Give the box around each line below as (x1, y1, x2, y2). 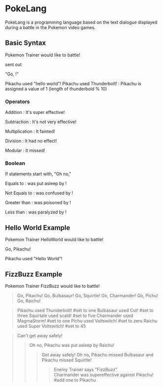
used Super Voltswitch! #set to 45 (17, 323, 86, 329)
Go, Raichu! (17, 298, 41, 304)
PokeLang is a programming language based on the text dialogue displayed (5, 19, 158, 25)
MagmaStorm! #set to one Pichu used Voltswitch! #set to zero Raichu (17, 317, 158, 323)
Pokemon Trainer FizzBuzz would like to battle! (5, 283, 100, 289)
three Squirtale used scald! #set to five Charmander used (17, 313, 134, 318)
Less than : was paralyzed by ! (5, 209, 67, 215)
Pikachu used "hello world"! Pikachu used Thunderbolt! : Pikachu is (5, 80, 141, 86)
